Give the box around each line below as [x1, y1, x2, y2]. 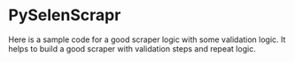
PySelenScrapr [8, 5, 121, 25]
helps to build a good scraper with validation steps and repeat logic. [8, 43, 256, 53]
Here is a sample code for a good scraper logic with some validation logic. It [8, 34, 286, 45]
